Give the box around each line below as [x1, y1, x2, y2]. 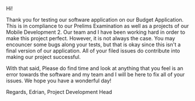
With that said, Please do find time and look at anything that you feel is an [6, 65, 183, 72]
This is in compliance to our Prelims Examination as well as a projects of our [6, 23, 189, 29]
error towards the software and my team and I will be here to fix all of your [6, 71, 185, 78]
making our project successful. [6, 54, 81, 60]
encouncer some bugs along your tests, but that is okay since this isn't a [6, 41, 181, 48]
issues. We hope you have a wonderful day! [6, 77, 112, 84]
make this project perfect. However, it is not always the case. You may [6, 35, 176, 41]
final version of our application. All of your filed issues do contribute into [6, 47, 180, 54]
